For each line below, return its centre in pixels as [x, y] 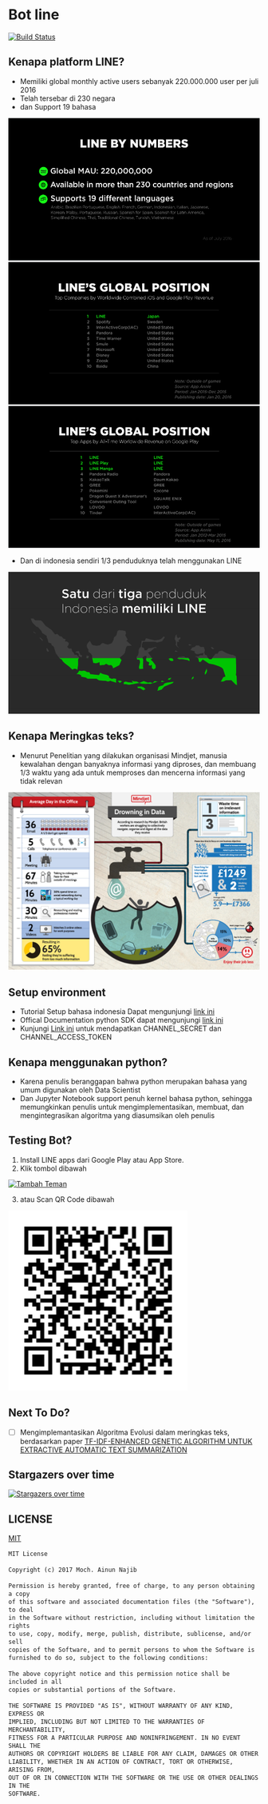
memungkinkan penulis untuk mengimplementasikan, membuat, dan [132, 1107]
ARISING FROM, [32, 1770]
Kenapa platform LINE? [67, 62]
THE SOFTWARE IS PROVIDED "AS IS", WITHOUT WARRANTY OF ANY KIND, [121, 1706]
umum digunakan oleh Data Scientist [80, 1090]
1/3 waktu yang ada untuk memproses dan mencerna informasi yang [132, 772]
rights [19, 1626]
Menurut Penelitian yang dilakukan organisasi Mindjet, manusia [123, 755]
